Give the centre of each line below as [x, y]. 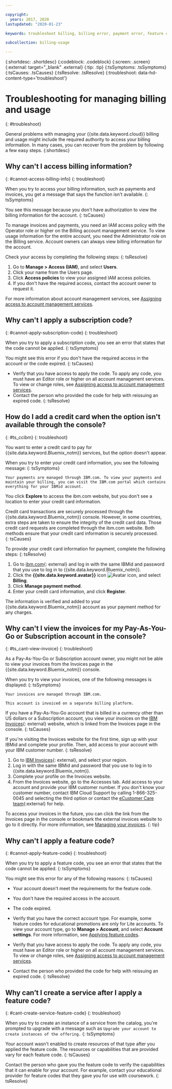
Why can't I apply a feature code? [60, 841]
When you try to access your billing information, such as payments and [80, 189]
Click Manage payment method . [47, 586]
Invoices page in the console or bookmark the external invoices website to [84, 819]
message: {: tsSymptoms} [33, 468]
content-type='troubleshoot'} [36, 78]
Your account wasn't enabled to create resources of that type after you [80, 1044]
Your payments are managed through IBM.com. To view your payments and [83, 477]
